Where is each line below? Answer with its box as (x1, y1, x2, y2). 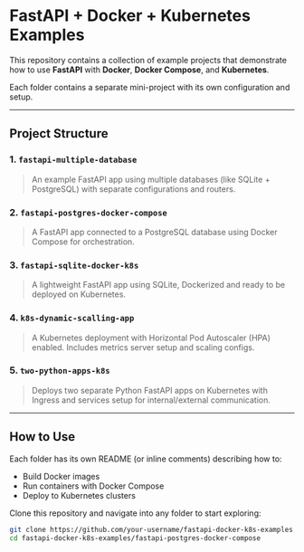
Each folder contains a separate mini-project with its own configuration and (9, 81, 290, 92)
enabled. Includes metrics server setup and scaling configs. (31, 341, 255, 353)
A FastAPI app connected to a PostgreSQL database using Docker (31, 226, 278, 237)
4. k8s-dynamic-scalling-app (9, 311, 135, 324)
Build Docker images (22, 471, 100, 481)
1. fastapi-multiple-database (9, 153, 138, 166)
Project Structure (9, 126, 109, 141)
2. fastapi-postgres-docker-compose (9, 205, 167, 218)
